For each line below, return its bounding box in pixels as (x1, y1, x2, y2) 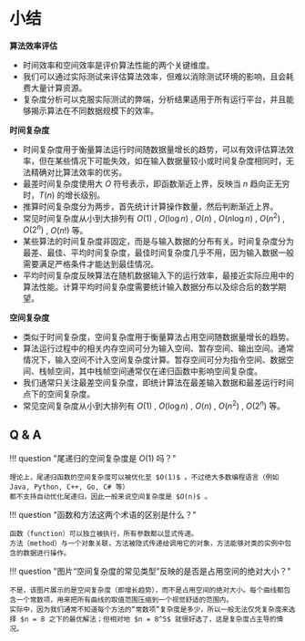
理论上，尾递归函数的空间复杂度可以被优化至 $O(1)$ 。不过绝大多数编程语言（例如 (9, 472, 280, 481)
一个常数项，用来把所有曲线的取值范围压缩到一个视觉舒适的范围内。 (15, 594, 234, 605)
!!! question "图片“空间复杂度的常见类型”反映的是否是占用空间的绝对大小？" (9, 565, 291, 576)
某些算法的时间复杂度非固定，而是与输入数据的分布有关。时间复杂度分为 (22, 236, 294, 247)
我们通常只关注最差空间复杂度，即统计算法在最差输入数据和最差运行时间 (22, 377, 294, 388)
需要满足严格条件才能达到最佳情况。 (22, 259, 159, 270)
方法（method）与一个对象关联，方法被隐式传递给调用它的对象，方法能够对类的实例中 (9, 539, 285, 548)
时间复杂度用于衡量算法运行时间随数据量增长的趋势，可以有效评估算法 (22, 143, 287, 155)
